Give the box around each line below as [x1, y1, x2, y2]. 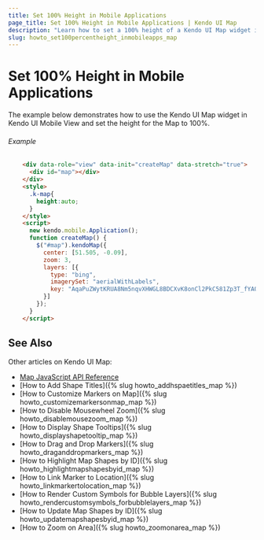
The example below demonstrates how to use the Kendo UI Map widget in [8, 110, 247, 120]
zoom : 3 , [42, 256, 72, 264]
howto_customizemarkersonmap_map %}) [19, 398, 157, 407]
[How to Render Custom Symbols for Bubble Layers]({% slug [19, 490, 218, 499]
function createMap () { [28, 234, 108, 242]
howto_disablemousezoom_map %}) [19, 414, 138, 423]
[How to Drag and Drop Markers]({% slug [19, 439, 154, 449]
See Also [8, 336, 53, 350]
